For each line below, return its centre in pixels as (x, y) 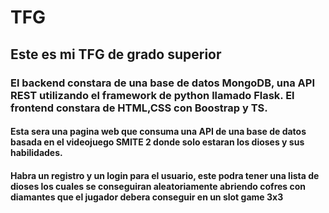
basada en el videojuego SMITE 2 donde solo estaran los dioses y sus (157, 142)
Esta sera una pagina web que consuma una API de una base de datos (158, 132)
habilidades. (36, 153)
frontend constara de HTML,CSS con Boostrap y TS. (139, 108)
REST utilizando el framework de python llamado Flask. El (152, 95)
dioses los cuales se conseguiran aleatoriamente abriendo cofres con (158, 186)
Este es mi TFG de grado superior (116, 54)
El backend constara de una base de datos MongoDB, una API (162, 83)
